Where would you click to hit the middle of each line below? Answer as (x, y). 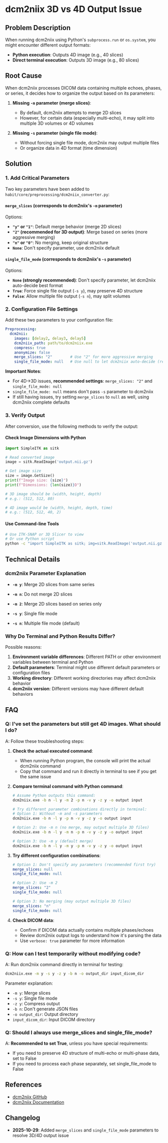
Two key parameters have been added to (47, 189)
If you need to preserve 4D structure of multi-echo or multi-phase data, (86, 1053)
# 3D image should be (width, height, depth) (53, 494)
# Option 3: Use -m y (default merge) (53, 841)
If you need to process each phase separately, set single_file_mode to (84, 1064)
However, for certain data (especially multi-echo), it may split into (87, 118)
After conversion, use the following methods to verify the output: (72, 426)
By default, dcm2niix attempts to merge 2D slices (70, 112)
